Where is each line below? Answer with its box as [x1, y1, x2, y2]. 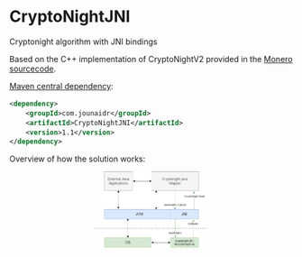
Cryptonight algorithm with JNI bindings [9, 36, 158, 47]
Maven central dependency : [9, 80, 114, 91]
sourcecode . [9, 63, 57, 74]
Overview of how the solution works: [9, 153, 146, 164]
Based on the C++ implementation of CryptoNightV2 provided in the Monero [9, 53, 293, 64]
